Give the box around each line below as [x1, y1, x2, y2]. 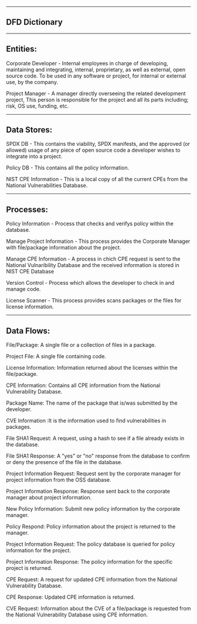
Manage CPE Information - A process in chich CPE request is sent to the [6, 255, 181, 262]
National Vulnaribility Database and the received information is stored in [6, 262, 180, 269]
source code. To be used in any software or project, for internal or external [6, 72, 186, 79]
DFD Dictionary [6, 17, 63, 27]
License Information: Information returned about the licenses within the [6, 364, 178, 371]
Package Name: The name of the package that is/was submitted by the [6, 399, 178, 406]
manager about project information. [6, 494, 92, 501]
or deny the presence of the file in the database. [6, 459, 123, 466]
